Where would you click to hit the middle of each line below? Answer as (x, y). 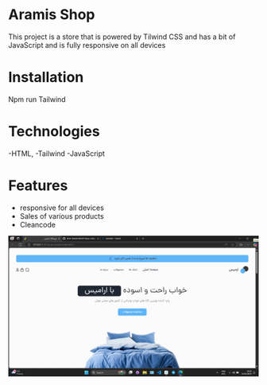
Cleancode (37, 224)
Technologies (54, 132)
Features (38, 185)
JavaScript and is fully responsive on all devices (87, 45)
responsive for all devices (62, 208)
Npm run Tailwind (37, 99)
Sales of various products (62, 216)
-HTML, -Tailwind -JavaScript (57, 154)
